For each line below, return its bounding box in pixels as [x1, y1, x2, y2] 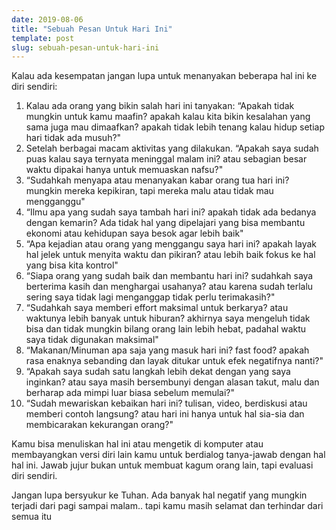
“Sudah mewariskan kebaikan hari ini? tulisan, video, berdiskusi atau [25, 397, 308, 410]
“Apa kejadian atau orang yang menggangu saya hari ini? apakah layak [25, 238, 318, 250]
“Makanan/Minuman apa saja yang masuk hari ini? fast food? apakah [25, 344, 310, 356]
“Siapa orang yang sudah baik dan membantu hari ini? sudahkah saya [25, 270, 314, 282]
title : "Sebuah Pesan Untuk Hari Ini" [11, 24, 173, 34]
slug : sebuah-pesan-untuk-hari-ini [11, 42, 160, 53]
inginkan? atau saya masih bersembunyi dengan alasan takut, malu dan [25, 376, 320, 388]
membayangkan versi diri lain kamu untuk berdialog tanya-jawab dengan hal [11, 449, 326, 461]
